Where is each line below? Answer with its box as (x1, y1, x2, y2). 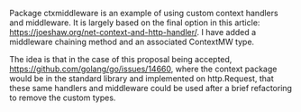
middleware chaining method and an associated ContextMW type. (9, 36, 255, 47)
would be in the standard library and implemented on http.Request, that (9, 73, 275, 84)
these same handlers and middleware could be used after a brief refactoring (9, 83, 293, 93)
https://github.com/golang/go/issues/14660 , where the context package (9, 63, 278, 74)
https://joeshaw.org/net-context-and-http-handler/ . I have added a (9, 27, 257, 37)
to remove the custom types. (9, 92, 116, 103)
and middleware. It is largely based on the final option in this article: (9, 17, 260, 28)
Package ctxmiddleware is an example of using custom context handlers (9, 8, 278, 18)
